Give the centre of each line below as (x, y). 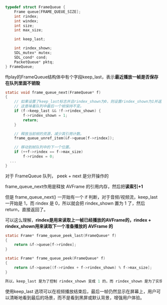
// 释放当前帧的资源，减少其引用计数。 (49, 134)
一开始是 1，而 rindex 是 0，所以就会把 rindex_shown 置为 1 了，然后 (75, 203)
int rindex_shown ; (33, 48)
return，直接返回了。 (27, 209)
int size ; (24, 26)
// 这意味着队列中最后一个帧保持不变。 (49, 106)
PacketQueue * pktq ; (34, 62)
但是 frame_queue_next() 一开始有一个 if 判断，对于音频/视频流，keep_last (81, 197)
